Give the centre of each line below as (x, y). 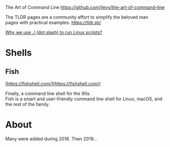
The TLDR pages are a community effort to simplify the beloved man (77, 17)
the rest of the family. (27, 104)
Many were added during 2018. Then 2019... (51, 138)
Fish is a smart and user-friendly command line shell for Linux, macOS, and (84, 99)
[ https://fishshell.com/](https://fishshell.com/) (53, 84)
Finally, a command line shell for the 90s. (48, 94)
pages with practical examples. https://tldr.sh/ (53, 23)
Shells (19, 53)
